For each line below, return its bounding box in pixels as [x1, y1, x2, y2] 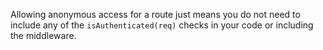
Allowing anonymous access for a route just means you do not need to [10, 9, 301, 20]
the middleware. [10, 30, 77, 41]
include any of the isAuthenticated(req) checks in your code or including [10, 19, 314, 31]
